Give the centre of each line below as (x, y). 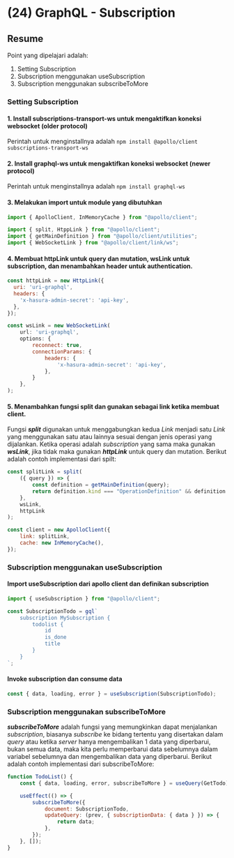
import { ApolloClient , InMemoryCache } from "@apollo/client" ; (102, 217)
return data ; (76, 822)
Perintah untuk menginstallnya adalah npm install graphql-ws (96, 186)
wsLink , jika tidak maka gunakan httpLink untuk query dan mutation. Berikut (117, 452)
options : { (36, 339)
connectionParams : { (62, 352)
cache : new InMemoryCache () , (62, 543)
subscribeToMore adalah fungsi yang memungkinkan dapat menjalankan (112, 727)
